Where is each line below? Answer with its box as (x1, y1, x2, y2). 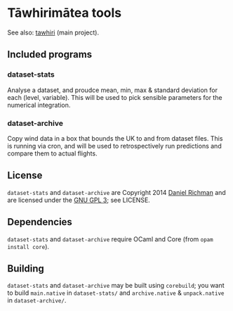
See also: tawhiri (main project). (7, 28, 100, 37)
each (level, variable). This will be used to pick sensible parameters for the (7, 93, 222, 101)
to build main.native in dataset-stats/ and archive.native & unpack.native (7, 288, 225, 297)
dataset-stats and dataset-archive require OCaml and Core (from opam (7, 234, 213, 243)
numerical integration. (7, 101, 71, 109)
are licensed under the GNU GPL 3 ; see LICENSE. (7, 196, 151, 204)
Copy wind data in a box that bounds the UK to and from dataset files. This (7, 134, 223, 142)
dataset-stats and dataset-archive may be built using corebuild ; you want (7, 281, 225, 290)
